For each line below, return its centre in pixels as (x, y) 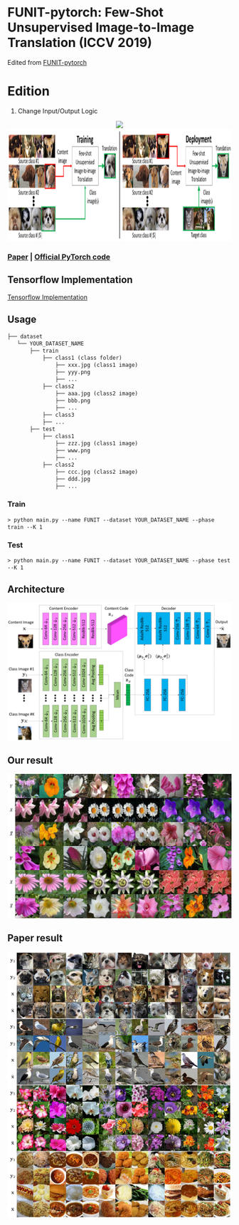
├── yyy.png (73, 372)
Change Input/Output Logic (58, 110)
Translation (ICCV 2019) (80, 43)
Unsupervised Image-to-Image (101, 27)
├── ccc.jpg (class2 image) (97, 472)
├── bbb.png (73, 401)
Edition (28, 92)
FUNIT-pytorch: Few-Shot (85, 12)
